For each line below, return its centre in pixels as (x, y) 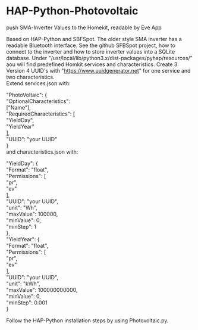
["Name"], (18, 107)
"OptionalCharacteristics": (38, 101)
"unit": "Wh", (22, 207)
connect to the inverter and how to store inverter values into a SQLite (91, 51)
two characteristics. (30, 77)
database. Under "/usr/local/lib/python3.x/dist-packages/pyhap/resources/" (100, 58)
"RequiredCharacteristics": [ (41, 114)
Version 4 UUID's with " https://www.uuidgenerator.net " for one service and (98, 70)
